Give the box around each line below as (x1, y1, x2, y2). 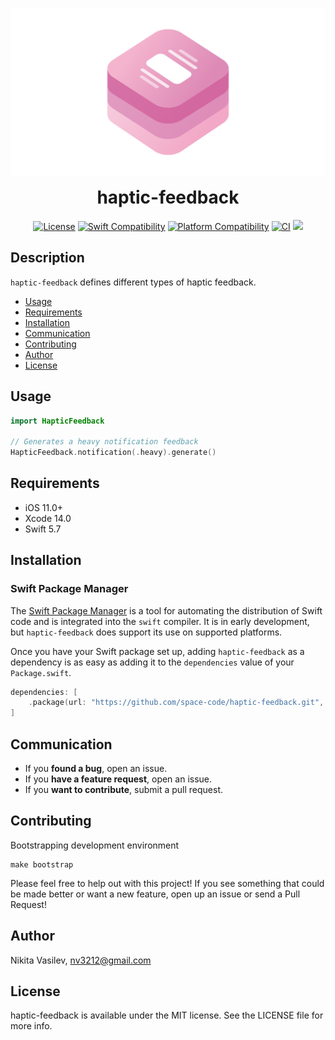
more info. (10, 1020, 53, 1032)
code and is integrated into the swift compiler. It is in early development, (10, 615, 310, 627)
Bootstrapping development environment (10, 839, 180, 851)
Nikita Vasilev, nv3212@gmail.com (10, 954, 152, 966)
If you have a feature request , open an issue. (24, 773, 213, 785)
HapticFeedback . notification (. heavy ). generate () (10, 448, 217, 458)
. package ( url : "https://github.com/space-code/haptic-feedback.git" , (28, 698, 325, 708)
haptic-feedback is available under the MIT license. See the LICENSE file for (10, 1009, 324, 1022)
